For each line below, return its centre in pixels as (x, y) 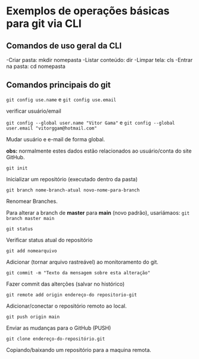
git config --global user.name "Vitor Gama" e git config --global (91, 122)
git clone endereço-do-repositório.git (56, 339)
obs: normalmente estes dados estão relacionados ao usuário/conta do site (99, 151)
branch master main (30, 218)
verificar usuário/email (34, 111)
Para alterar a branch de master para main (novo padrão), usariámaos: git (98, 212)
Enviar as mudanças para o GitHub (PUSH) (59, 328)
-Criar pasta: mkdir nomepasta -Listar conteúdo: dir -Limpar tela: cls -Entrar (99, 60)
